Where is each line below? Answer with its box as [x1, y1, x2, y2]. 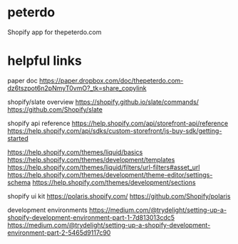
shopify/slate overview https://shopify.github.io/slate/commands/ [7, 97, 200, 106]
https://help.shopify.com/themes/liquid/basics [7, 147, 143, 157]
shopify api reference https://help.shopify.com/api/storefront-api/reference [7, 119, 229, 127]
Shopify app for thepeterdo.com [7, 28, 102, 36]
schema [7, 178, 31, 186]
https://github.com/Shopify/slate [7, 105, 103, 114]
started [7, 134, 29, 142]
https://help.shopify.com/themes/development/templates [7, 155, 175, 164]
